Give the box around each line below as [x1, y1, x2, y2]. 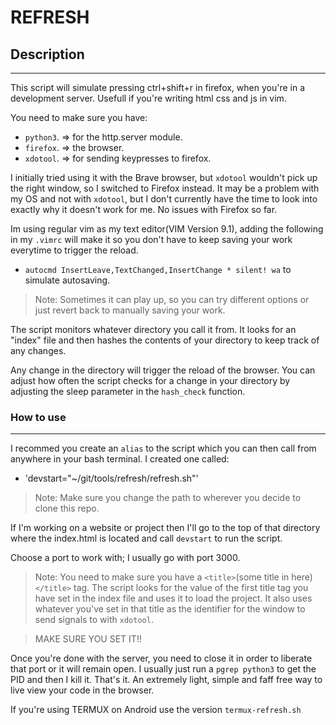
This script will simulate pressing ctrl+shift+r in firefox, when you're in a [10, 82, 305, 93]
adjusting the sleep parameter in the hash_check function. [10, 386, 246, 397]
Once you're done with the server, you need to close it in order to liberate [10, 652, 313, 665]
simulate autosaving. [24, 274, 111, 286]
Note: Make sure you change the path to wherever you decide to [34, 492, 302, 504]
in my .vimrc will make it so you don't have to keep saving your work [10, 234, 293, 245]
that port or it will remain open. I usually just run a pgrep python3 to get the [10, 663, 317, 675]
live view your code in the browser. [10, 684, 155, 696]
